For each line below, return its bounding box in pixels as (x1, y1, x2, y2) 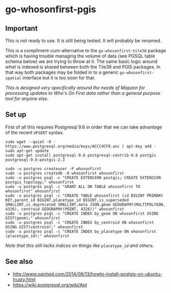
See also (5, 257, 33, 266)
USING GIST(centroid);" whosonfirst (5, 224, 83, 229)
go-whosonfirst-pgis (5, 4, 96, 15)
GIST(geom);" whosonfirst (5, 215, 60, 221)
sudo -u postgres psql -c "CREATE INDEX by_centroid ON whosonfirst (5, 220, 154, 225)
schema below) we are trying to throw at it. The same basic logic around (5, 58, 158, 65)
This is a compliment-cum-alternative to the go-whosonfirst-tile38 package (5, 48, 166, 53)
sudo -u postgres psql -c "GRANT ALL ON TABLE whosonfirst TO (5, 184, 140, 189)
